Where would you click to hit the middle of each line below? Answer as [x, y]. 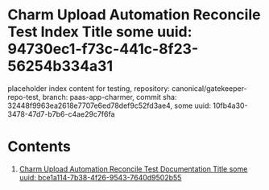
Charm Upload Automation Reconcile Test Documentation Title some [133, 169]
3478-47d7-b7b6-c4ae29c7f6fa [61, 114]
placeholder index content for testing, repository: [89, 88]
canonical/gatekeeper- [209, 88]
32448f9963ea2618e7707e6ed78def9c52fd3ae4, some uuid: [109, 105]
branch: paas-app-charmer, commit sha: [110, 97]
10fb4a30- [230, 105]
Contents [39, 147]
